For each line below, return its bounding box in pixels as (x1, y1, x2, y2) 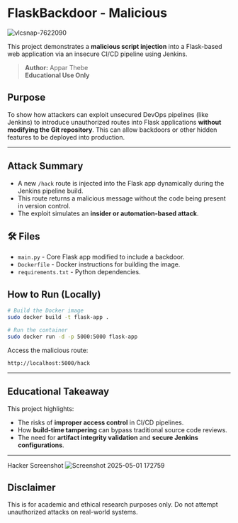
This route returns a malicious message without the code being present (17, 193, 227, 203)
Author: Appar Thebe (24, 63, 89, 72)
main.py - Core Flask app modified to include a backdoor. (17, 253, 185, 261)
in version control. (17, 201, 71, 210)
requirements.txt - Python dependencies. (17, 268, 141, 276)
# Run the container (7, 326, 69, 334)
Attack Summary (7, 160, 84, 172)
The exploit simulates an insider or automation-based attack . (17, 209, 199, 218)
